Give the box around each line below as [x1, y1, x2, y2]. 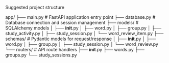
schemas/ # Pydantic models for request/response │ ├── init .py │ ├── [5, 36, 156, 42]
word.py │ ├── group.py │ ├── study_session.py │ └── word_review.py [5, 41, 158, 47]
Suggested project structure [5, 5, 65, 10]
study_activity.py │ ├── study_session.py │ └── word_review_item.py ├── [5, 30, 164, 36]
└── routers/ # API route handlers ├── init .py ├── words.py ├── [5, 47, 144, 52]
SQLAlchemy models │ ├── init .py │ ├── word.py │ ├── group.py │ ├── [5, 25, 162, 31]
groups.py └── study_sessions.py [5, 52, 78, 58]
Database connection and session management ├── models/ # [5, 20, 139, 25]
